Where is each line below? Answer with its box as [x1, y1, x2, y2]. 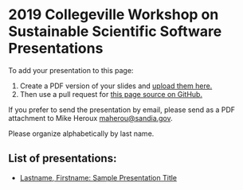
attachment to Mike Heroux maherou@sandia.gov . [8, 113, 173, 122]
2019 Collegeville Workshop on [8, 6, 219, 24]
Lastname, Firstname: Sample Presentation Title [19, 173, 178, 182]
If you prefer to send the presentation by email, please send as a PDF [8, 105, 236, 114]
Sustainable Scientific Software [8, 22, 222, 41]
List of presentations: [8, 152, 117, 165]
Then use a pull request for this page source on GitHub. [19, 89, 203, 99]
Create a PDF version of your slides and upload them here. [19, 81, 213, 91]
